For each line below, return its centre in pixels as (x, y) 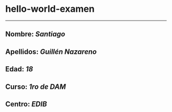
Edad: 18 (19, 69)
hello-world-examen (50, 9)
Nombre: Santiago (35, 34)
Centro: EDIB (26, 104)
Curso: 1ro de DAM (36, 87)
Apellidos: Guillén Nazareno (51, 52)
